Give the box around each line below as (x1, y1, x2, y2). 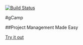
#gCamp (5, 15, 24, 20)
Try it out (5, 34, 24, 40)
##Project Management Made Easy (5, 24, 78, 30)
